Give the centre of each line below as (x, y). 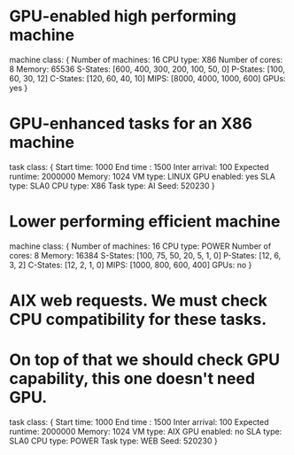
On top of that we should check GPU (145, 360)
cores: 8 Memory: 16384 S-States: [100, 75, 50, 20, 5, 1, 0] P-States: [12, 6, (145, 255)
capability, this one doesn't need (132, 379)
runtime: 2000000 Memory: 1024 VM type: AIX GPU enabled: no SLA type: (146, 431)
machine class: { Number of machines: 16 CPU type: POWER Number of (140, 246)
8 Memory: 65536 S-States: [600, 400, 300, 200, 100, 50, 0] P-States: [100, (147, 69)
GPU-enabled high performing (123, 16)
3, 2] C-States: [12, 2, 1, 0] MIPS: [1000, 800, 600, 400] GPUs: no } (131, 265)
